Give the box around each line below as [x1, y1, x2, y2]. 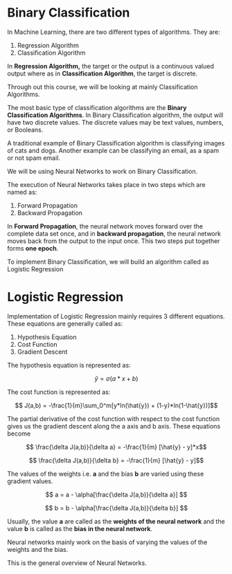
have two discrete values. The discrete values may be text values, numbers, [7, 118, 224, 126]
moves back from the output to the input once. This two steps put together [7, 237, 220, 245]
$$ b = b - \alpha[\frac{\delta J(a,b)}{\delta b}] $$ [44, 503, 188, 512]
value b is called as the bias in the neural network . [7, 524, 153, 532]
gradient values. [7, 476, 53, 485]
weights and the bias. [7, 545, 69, 553]
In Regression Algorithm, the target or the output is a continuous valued [7, 62, 215, 70]
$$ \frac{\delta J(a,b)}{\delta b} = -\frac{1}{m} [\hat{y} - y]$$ [28, 456, 204, 465]
